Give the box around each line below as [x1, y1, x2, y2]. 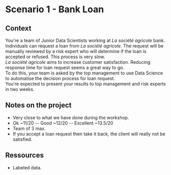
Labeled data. [12, 164, 42, 170]
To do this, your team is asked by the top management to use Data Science [5, 70, 163, 76]
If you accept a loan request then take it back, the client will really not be [12, 131, 166, 137]
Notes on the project [5, 101, 72, 110]
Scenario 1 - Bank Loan [5, 4, 104, 15]
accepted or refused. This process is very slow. [5, 54, 106, 60]
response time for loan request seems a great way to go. [5, 65, 125, 70]
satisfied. [12, 136, 32, 142]
